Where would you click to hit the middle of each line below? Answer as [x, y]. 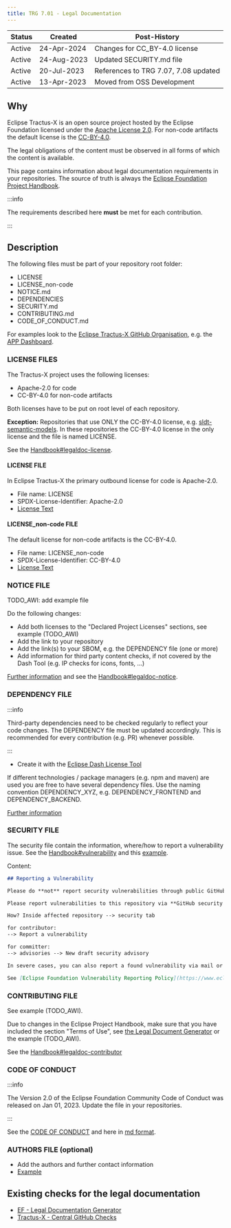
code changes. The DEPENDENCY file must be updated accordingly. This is [114, 730]
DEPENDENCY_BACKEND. [44, 799]
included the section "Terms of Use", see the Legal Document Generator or [113, 1031]
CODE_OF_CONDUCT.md [53, 321]
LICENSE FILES [32, 359]
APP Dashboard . [30, 342]
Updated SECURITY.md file [139, 59]
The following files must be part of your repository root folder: [95, 264]
